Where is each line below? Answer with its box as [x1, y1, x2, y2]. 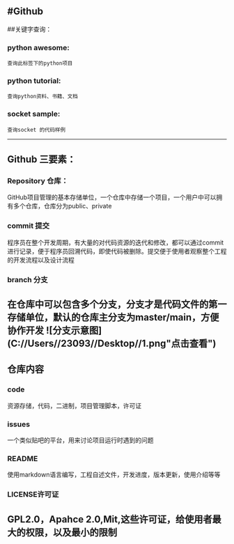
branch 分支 [7, 274, 48, 284]
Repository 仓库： [7, 176, 68, 186]
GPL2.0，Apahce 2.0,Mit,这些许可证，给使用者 [7, 513, 212, 525]
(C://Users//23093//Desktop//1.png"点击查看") [7, 338, 217, 349]
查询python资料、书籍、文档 [7, 93, 78, 100]
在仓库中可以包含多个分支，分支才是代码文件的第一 [7, 299, 227, 310]
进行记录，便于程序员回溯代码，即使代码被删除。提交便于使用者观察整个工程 [7, 247, 227, 255]
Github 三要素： [7, 153, 77, 166]
